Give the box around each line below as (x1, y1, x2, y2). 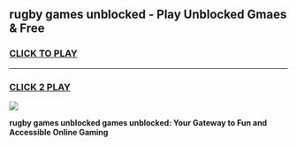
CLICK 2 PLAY (9, 81, 71, 93)
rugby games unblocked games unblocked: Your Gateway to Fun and (9, 117, 268, 127)
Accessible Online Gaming (9, 127, 109, 137)
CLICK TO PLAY (9, 48, 78, 60)
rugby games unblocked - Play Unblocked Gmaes (9, 7, 287, 22)
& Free (9, 21, 46, 36)
